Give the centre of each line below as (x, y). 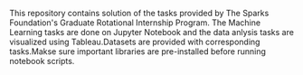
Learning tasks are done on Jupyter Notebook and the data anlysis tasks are (151, 32)
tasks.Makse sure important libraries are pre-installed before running (138, 52)
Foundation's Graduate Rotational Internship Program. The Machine (135, 23)
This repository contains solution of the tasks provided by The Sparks (139, 13)
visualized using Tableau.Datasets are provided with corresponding (135, 42)
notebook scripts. (42, 61)
